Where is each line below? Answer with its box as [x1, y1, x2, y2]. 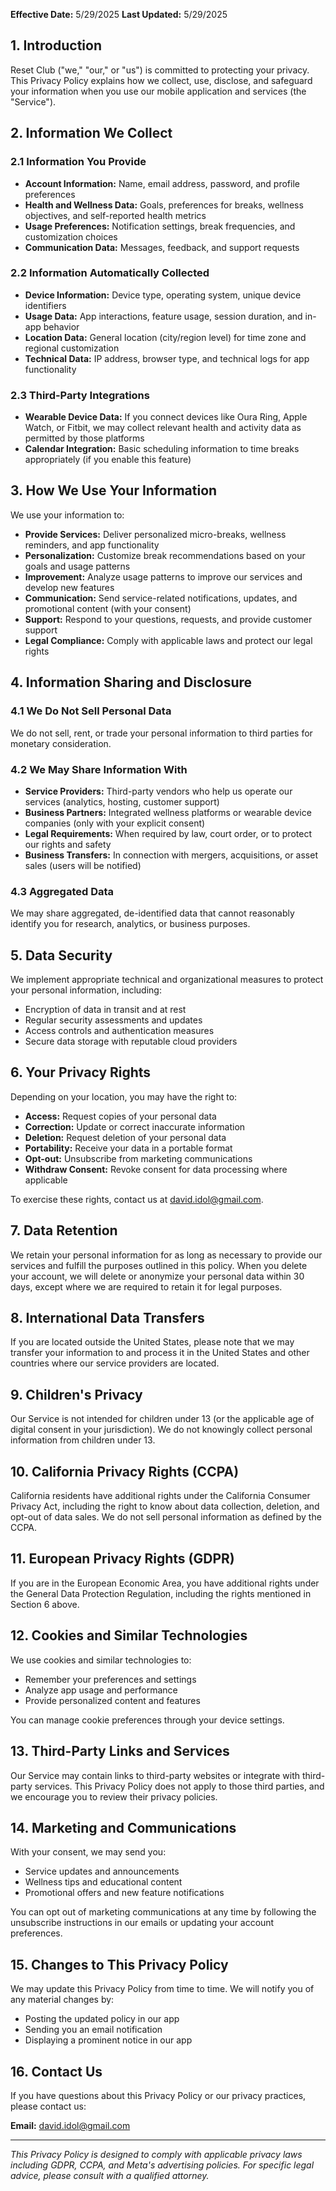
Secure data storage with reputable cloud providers [24, 1035, 238, 1047]
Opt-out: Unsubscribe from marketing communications [24, 1152, 253, 1164]
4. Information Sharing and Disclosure [10, 674, 253, 691]
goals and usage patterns [24, 560, 131, 572]
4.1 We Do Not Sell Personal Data [10, 704, 172, 718]
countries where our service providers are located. [10, 1357, 220, 1369]
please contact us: [10, 2100, 87, 2112]
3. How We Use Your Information [10, 482, 218, 499]
